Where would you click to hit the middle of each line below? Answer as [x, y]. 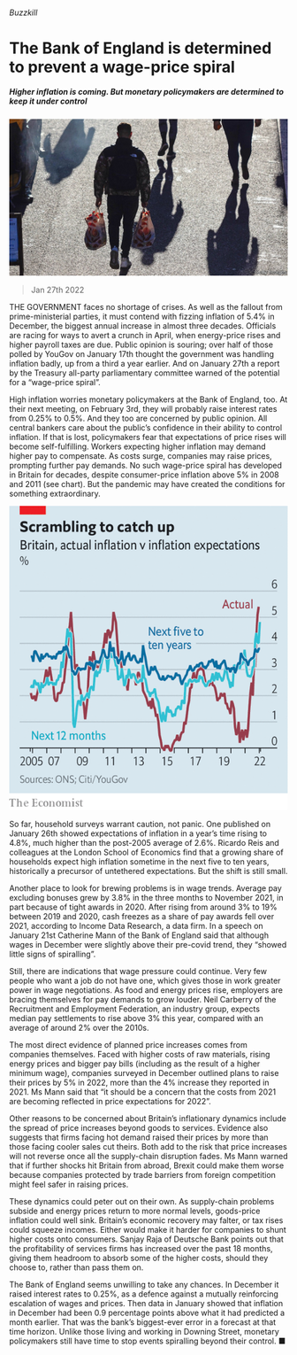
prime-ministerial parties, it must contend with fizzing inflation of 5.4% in [142, 317]
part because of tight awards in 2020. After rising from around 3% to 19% [143, 907]
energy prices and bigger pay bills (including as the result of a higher [135, 1064]
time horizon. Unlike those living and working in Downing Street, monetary [145, 1332]
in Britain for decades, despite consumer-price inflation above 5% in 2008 [145, 475]
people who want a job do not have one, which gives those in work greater [145, 980]
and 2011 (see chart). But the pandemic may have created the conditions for [147, 484]
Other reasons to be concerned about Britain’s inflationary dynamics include [148, 1119]
